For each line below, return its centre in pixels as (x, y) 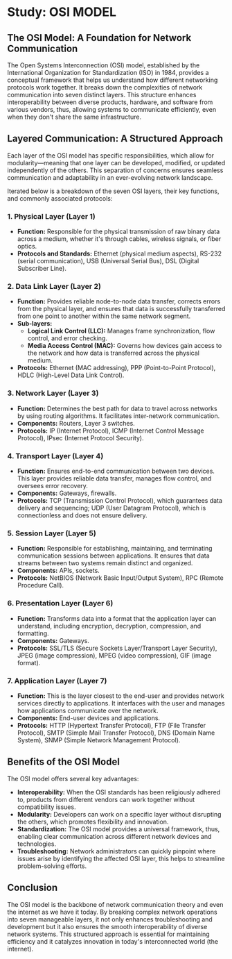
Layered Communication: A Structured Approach (115, 139)
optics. (27, 247)
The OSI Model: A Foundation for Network (99, 38)
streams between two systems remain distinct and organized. (105, 563)
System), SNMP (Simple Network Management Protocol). (99, 740)
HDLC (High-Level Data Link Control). (71, 375)
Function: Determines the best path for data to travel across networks (117, 408)
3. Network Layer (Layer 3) (53, 393)
